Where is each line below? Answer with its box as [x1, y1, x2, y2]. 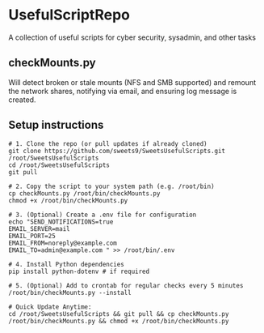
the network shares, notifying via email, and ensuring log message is [8, 86, 237, 96]
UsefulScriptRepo [8, 6, 131, 24]
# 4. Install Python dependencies [8, 260, 125, 268]
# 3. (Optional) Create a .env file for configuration [8, 211, 197, 219]
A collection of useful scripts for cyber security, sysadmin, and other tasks [8, 32, 257, 42]
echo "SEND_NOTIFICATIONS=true [8, 217, 114, 226]
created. [8, 95, 36, 105]
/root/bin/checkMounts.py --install [8, 288, 132, 297]
